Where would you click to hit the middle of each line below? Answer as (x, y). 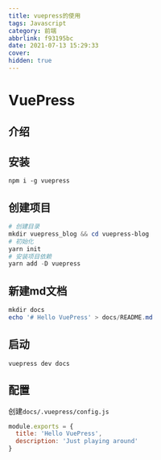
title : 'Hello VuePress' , (59, 434)
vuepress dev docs (39, 363)
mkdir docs (27, 310)
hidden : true (30, 61)
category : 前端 (33, 31)
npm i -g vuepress (39, 181)
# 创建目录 (24, 227)
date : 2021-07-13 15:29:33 (54, 46)
